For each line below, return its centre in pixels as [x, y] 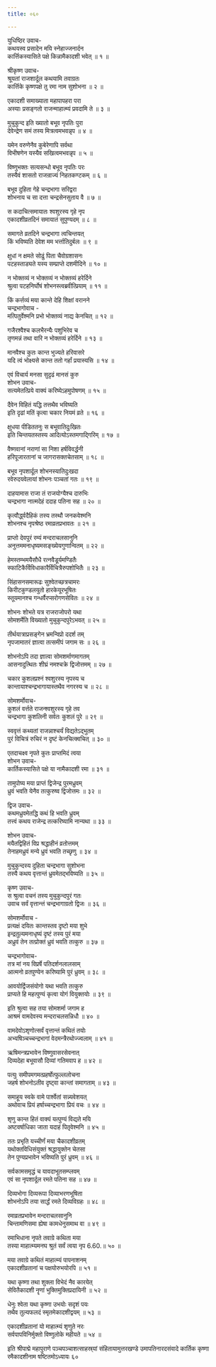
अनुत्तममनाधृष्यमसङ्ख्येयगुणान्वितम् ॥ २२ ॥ [56, 545]
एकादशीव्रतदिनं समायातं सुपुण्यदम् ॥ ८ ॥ [52, 219]
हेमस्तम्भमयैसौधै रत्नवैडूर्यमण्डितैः [42, 559]
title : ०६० [23, 14]
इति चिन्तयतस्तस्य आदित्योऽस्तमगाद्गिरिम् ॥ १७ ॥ [63, 435]
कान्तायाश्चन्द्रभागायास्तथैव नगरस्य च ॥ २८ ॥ [58, 686]
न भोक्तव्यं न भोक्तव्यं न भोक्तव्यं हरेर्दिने [50, 278]
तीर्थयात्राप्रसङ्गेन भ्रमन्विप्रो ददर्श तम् [46, 634]
